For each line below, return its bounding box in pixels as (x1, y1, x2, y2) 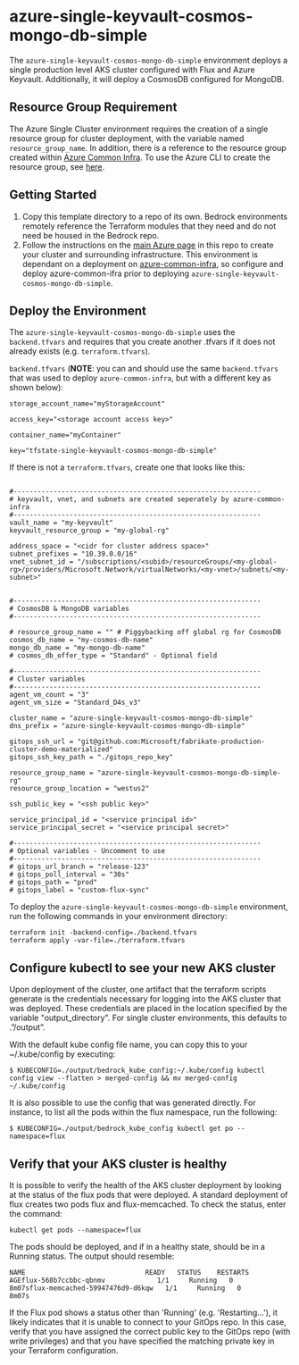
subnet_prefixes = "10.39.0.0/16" (9, 549, 138, 559)
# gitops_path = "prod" (9, 878, 98, 887)
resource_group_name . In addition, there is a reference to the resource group (9, 142, 287, 153)
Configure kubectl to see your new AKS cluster (9, 960, 277, 976)
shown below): (9, 382, 64, 393)
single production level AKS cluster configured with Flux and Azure (9, 64, 256, 75)
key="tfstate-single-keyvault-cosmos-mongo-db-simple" (9, 447, 218, 456)
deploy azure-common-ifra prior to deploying (21, 268, 190, 279)
